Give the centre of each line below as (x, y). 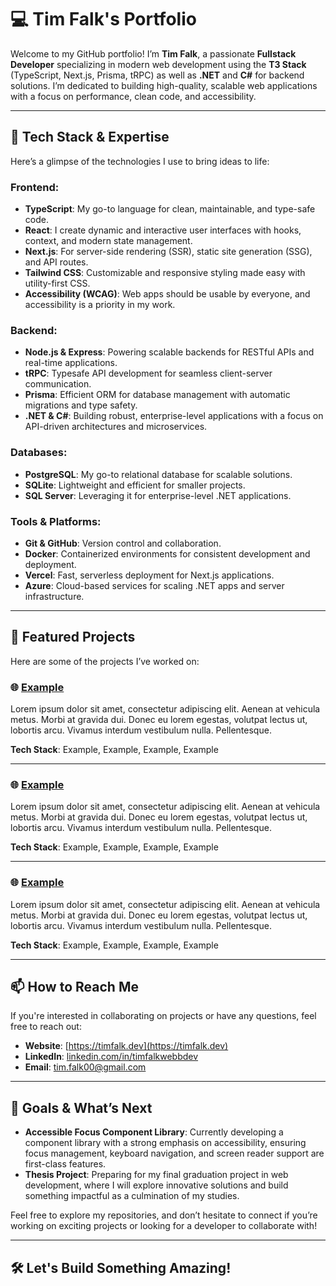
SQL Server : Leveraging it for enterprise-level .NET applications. (158, 495)
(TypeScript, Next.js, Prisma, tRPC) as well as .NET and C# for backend (157, 75)
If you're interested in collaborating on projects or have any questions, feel (163, 1016)
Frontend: (35, 187)
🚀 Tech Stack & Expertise (90, 137)
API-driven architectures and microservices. (116, 427)
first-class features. (65, 1164)
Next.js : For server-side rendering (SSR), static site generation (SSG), (168, 252)
